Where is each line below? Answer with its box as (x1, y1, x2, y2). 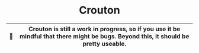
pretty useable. (82, 39, 127, 48)
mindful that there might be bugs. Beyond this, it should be (20, 32, 190, 40)
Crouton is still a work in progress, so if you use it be (28, 25, 181, 33)
